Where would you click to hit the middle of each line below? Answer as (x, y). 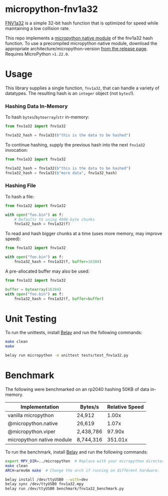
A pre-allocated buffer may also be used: (47, 271)
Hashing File (21, 186)
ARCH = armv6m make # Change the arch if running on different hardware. (82, 471)
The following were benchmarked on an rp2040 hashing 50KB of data (77, 389)
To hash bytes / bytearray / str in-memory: (47, 117)
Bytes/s (89, 407)
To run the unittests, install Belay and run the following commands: (74, 333)
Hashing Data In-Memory (36, 106)
